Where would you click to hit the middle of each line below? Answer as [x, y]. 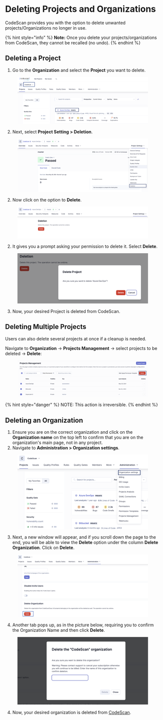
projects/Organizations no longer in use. [46, 28]
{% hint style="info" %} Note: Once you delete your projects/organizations [81, 37]
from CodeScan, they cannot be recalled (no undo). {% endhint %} [73, 42]
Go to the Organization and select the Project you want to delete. [79, 70]
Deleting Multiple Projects [46, 327]
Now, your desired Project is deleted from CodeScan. [66, 311]
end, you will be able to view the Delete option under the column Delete [85, 543]
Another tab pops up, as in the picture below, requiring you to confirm [83, 625]
